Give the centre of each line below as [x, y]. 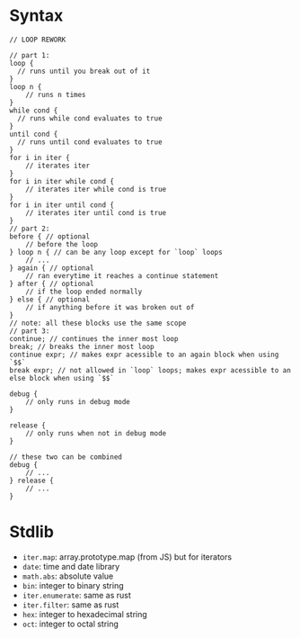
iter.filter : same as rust [71, 605]
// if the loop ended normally [84, 292]
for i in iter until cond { [62, 205]
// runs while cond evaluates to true [90, 118]
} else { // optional [50, 299]
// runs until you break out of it [84, 71]
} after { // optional [52, 283]
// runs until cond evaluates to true [90, 142]
